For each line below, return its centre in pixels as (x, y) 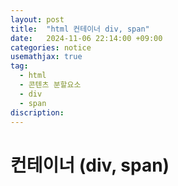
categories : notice (51, 47)
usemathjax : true (46, 57)
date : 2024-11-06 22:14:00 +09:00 (86, 38)
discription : (37, 112)
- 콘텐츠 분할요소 (50, 85)
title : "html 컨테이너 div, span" (80, 29)
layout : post (37, 19)
